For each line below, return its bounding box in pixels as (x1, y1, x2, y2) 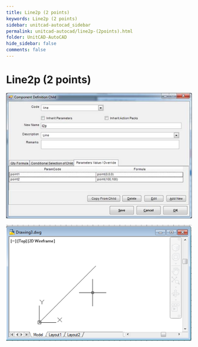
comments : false (6, 47, 46, 53)
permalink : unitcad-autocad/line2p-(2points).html (6, 28, 133, 34)
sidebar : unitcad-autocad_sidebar (6, 22, 91, 28)
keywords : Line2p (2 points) (6, 15, 78, 22)
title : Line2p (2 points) (6, 9, 70, 15)
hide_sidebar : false (6, 41, 57, 47)
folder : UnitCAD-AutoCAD (6, 34, 67, 41)
